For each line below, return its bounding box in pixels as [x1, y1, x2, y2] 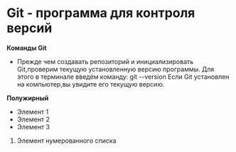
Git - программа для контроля [6, 5, 195, 21]
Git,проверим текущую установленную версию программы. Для [16, 65, 215, 73]
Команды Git [6, 43, 47, 52]
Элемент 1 [16, 107, 49, 116]
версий [6, 20, 53, 36]
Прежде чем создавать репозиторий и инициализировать [16, 57, 194, 65]
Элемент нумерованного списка [16, 136, 117, 145]
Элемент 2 [16, 115, 50, 124]
